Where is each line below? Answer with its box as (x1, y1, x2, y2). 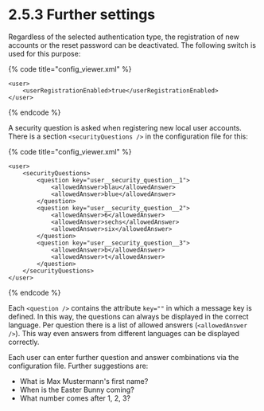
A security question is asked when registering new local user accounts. (8, 123, 243, 132)
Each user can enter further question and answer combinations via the (8, 352, 239, 362)
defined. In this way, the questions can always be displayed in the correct (8, 311, 249, 321)
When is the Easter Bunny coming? (19, 385, 135, 394)
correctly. (8, 337, 40, 346)
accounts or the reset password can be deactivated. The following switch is (8, 40, 257, 49)
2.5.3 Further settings (8, 6, 156, 24)
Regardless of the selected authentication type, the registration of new (8, 32, 240, 41)
